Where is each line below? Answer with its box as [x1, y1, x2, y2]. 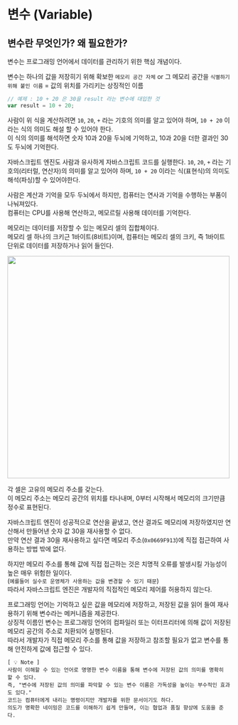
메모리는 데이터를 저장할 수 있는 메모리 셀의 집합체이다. [7, 223, 159, 232]
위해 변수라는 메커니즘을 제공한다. [26, 609, 119, 618]
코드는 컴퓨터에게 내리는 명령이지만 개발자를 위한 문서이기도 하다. [7, 697, 174, 704]
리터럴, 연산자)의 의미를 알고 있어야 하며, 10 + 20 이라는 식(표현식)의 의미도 [21, 166, 230, 175]
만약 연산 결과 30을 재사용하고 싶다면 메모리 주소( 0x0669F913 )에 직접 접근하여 [7, 535, 222, 544]
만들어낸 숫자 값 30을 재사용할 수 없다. [26, 526, 133, 535]
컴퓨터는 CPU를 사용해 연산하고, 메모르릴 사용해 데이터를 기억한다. [7, 208, 191, 217]
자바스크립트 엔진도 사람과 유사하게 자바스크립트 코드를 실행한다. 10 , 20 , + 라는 [7, 157, 224, 166]
